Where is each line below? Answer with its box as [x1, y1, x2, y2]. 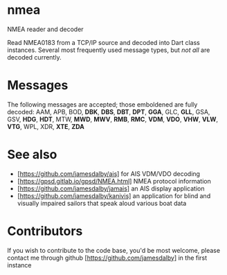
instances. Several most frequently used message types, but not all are [7, 46, 210, 54]
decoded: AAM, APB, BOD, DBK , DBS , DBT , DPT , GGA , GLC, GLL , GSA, [7, 107, 210, 116]
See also [7, 147, 57, 163]
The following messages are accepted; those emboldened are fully [7, 100, 198, 109]
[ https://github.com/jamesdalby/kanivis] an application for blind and [17, 191, 211, 199]
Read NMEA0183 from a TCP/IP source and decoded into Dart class [7, 38, 201, 46]
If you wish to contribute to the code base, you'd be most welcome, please [7, 246, 220, 254]
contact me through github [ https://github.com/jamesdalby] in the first [7, 254, 208, 262]
